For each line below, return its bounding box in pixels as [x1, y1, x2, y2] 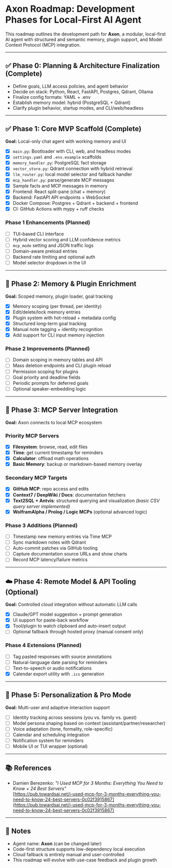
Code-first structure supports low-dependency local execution [12, 846, 145, 852]
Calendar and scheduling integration [12, 731, 90, 738]
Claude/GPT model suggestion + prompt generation [12, 611, 122, 617]
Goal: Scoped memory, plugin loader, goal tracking [5, 293, 113, 299]
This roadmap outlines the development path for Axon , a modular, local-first [5, 31, 166, 37]
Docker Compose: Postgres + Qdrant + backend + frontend [12, 200, 138, 206]
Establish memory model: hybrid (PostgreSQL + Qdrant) [12, 99, 131, 106]
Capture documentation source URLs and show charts [12, 551, 127, 557]
